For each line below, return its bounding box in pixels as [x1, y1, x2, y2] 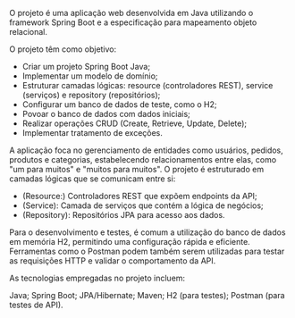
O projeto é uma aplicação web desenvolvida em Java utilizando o [9, 8, 254, 18]
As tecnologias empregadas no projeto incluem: [9, 272, 186, 283]
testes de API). [9, 299, 64, 310]
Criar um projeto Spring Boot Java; [21, 62, 150, 71]
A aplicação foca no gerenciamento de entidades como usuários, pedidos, [9, 145, 283, 155]
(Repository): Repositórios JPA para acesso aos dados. [21, 210, 225, 220]
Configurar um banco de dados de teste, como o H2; [21, 99, 217, 110]
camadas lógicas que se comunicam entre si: [9, 173, 176, 184]
